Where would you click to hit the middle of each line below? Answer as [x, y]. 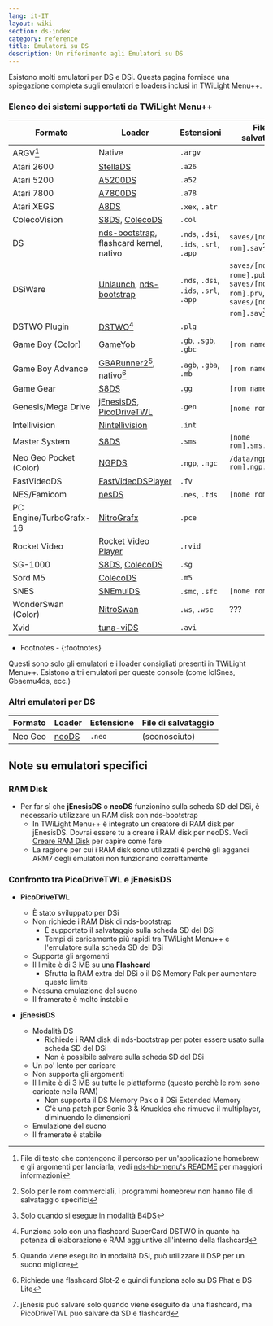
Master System [41, 441]
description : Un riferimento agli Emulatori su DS [96, 54]
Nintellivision [123, 425]
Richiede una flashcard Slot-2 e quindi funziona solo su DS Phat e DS [136, 1280]
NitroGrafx [119, 518]
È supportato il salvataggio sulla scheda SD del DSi [130, 930]
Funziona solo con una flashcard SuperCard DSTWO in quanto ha [130, 1232]
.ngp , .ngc [199, 462]
